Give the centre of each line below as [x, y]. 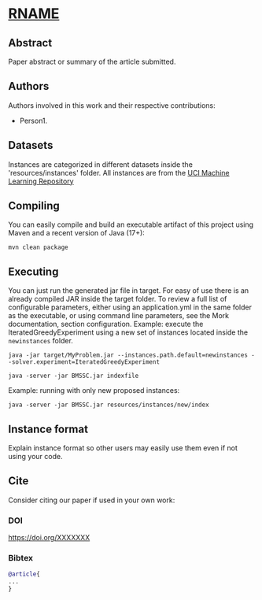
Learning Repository [41, 181]
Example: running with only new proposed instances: [94, 391]
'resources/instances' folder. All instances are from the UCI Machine [119, 172]
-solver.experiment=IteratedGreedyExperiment [84, 362]
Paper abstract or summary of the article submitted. [92, 61]
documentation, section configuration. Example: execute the [106, 324]
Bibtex [21, 558]
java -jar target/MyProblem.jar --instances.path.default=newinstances [128, 355]
